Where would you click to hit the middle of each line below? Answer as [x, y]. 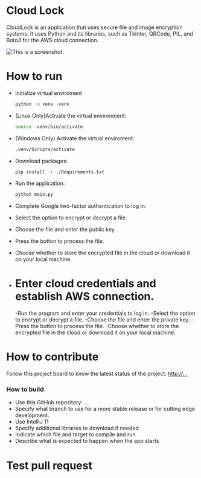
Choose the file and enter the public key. [65, 230]
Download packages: [41, 161]
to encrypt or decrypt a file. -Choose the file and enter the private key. [102, 320]
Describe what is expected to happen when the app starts [87, 441]
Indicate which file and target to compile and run [75, 434]
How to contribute [53, 357]
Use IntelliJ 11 [32, 422]
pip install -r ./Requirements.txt [60, 172]
